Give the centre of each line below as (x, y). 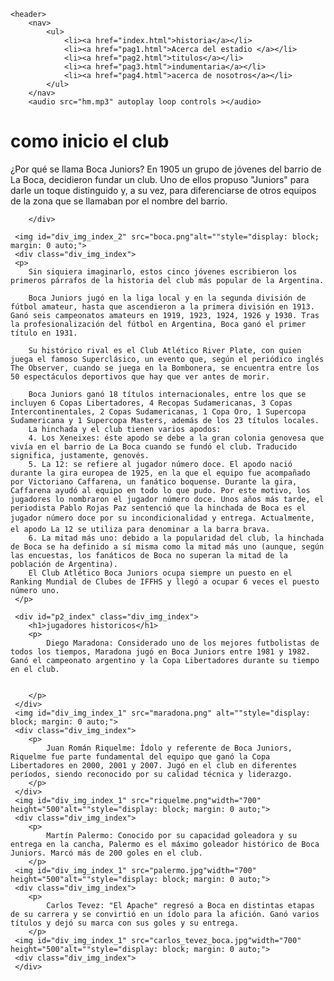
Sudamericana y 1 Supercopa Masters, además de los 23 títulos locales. (165, 420)
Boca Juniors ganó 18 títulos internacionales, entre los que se (167, 394)
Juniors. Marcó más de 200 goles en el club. (106, 853)
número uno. (35, 590)
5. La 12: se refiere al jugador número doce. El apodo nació (160, 464)
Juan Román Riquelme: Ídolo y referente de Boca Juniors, (169, 748)
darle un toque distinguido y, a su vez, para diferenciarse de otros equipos (163, 190)
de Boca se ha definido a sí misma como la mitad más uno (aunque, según (167, 546)
